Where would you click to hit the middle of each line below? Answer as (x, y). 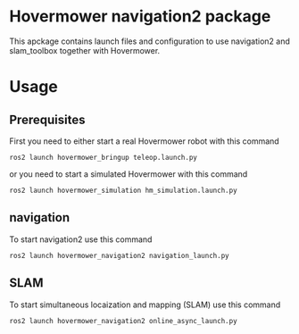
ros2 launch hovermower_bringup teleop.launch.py (104, 157)
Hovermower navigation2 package (140, 17)
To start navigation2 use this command (81, 239)
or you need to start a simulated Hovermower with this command (129, 174)
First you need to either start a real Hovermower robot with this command (144, 141)
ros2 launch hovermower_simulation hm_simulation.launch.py (124, 190)
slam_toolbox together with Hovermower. (85, 50)
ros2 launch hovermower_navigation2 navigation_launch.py (119, 255)
